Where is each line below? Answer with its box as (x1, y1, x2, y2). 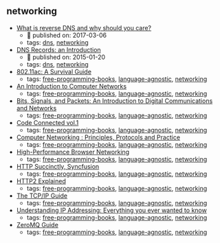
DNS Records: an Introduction (16, 45, 101, 54)
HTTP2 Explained (16, 176, 66, 185)
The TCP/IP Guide (16, 192, 68, 200)
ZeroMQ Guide (16, 220, 59, 229)
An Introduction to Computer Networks (16, 82, 127, 90)
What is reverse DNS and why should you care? (16, 23, 152, 32)
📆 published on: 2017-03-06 (26, 31, 107, 39)
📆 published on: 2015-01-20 (26, 53, 106, 61)
